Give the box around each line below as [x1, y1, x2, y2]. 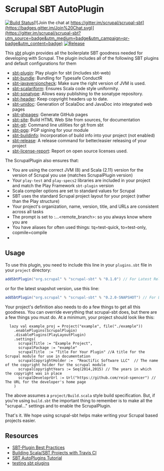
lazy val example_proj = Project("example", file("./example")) [9, 323, 143, 329]
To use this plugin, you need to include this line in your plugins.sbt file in [5, 262, 152, 268]
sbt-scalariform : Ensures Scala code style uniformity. [12, 85, 120, 91]
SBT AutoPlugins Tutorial [12, 455, 62, 461]
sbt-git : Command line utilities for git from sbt [12, 122, 104, 128]
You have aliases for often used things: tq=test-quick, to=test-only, [12, 224, 147, 230]
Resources [5, 431, 39, 440]
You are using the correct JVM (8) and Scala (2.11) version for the [12, 167, 143, 173]
